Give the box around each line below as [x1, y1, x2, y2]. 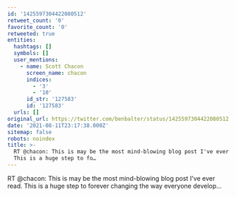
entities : [7, 37, 37, 44]
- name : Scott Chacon [20, 63, 83, 70]
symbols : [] [13, 50, 49, 57]
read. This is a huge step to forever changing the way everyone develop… [7, 181, 223, 190]
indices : [25, 76, 52, 83]
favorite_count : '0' [7, 23, 69, 30]
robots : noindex [7, 135, 55, 142]
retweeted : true [7, 30, 55, 37]
